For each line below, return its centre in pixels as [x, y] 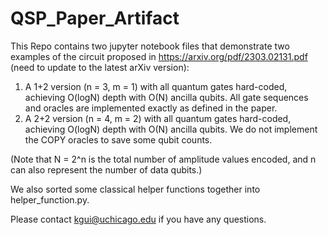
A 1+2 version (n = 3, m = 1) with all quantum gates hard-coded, [156, 86]
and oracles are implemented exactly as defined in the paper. [151, 108]
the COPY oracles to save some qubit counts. [118, 139]
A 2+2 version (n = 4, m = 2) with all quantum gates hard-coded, [158, 118]
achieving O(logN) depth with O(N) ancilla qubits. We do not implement [171, 129]
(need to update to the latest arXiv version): [100, 67]
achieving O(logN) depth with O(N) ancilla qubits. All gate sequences [166, 97]
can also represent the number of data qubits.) [106, 169]
